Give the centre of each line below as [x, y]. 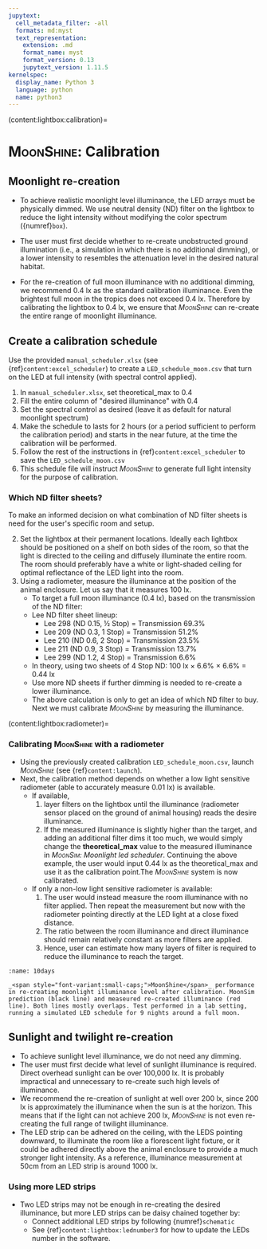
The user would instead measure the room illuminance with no [146, 897]
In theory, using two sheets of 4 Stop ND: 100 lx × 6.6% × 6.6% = [139, 666]
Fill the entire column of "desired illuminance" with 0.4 [109, 401]
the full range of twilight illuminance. [109, 1124]
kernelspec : [28, 75]
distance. [59, 922]
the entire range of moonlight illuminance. [88, 316]
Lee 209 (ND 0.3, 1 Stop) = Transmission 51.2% [121, 632]
